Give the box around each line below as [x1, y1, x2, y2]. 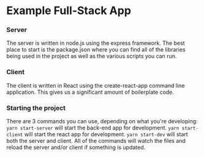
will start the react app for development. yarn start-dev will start [24, 131, 188, 138]
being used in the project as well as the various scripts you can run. [6, 53, 177, 60]
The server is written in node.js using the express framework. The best [6, 39, 185, 47]
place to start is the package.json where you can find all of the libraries [6, 46, 186, 53]
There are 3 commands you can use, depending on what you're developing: [6, 118, 198, 125]
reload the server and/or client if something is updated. [6, 144, 146, 151]
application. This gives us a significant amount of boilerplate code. [6, 88, 175, 96]
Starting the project [6, 104, 66, 112]
